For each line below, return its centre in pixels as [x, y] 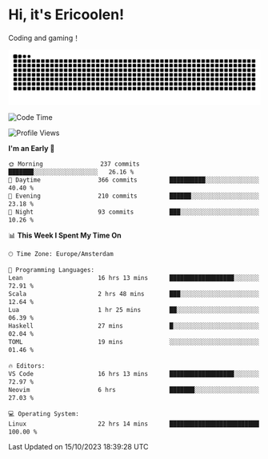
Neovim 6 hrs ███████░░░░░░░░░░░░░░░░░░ [134, 389]
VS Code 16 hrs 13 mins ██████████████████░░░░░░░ [134, 373]
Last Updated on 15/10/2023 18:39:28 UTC [79, 446]
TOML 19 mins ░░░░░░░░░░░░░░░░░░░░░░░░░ [134, 341]
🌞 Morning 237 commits [74, 164]
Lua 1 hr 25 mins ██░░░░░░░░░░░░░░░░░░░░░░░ [134, 309]
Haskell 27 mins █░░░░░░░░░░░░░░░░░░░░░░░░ [134, 325]
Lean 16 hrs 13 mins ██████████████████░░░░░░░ [134, 277]
